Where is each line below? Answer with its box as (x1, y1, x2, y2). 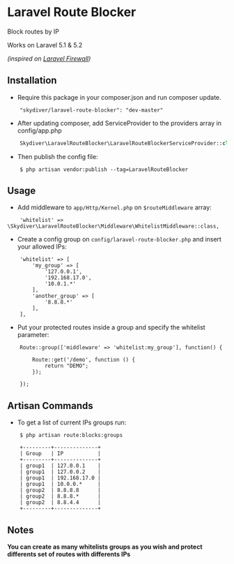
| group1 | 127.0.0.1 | (19, 462, 101, 470)
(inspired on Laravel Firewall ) (7, 54, 91, 63)
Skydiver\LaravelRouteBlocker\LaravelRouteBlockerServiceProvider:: (19, 140, 223, 147)
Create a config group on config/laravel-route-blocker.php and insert (17, 235, 221, 244)
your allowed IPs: (17, 242, 68, 251)
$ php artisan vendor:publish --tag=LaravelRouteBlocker (19, 165, 189, 173)
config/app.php (17, 126, 63, 135)
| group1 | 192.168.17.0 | (19, 475, 101, 482)
